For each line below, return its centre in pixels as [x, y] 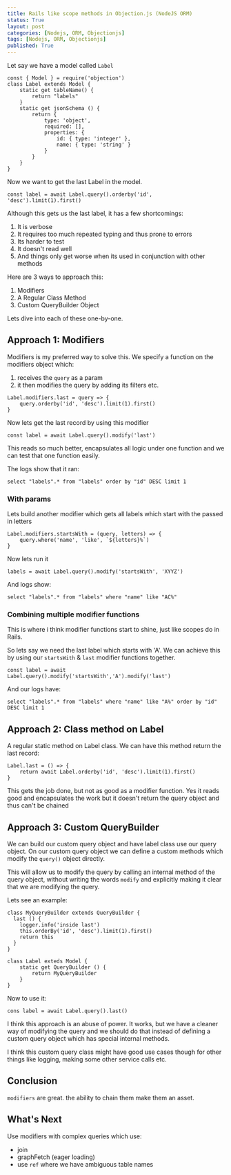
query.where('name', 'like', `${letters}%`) [84, 540]
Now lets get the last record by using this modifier [78, 422]
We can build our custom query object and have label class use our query [112, 844]
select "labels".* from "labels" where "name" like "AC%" [92, 597]
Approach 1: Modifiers [56, 340]
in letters [20, 521]
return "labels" [55, 96]
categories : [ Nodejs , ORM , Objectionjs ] [66, 33]
